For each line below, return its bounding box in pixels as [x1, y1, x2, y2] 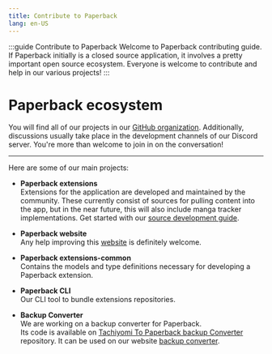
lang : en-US [8, 19, 49, 28]
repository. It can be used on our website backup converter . [19, 336, 220, 346]
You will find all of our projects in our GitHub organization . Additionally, [8, 122, 244, 132]
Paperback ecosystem [8, 96, 164, 114]
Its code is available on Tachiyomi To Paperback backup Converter [19, 327, 244, 337]
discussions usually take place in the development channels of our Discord [8, 131, 258, 141]
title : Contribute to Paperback [8, 11, 117, 20]
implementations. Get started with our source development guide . [19, 213, 240, 223]
